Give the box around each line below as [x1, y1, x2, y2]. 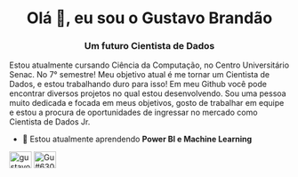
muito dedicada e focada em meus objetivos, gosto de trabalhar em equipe [9, 98, 285, 109]
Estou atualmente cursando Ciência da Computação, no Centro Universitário [9, 60, 290, 70]
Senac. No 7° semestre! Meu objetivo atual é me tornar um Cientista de [9, 69, 270, 80]
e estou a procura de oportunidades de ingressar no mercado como [9, 107, 258, 118]
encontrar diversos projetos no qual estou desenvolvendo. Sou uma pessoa [9, 88, 286, 99]
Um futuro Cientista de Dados [84, 40, 215, 52]
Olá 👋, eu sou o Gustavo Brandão [26, 8, 273, 28]
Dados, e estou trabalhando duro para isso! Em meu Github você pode [9, 79, 267, 90]
